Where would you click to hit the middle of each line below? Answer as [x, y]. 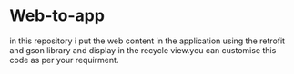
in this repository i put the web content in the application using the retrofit [147, 41]
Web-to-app [57, 16]
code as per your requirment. [64, 60]
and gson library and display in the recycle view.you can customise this [143, 50]
